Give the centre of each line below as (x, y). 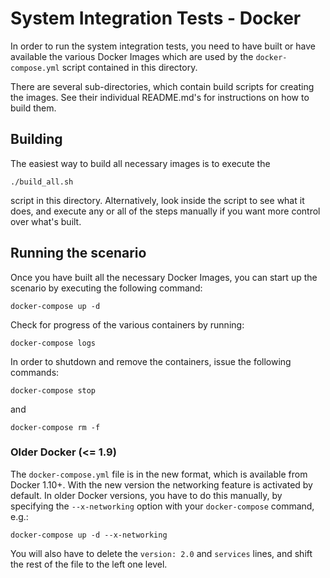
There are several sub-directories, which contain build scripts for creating (162, 86)
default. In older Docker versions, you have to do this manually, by (146, 495)
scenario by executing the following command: (106, 288)
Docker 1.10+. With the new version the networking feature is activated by (161, 484)
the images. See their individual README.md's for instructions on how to (160, 97)
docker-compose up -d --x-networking (89, 535)
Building (36, 139)
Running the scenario (78, 253)
